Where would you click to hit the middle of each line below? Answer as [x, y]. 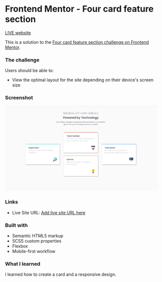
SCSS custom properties [37, 241]
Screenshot [19, 98]
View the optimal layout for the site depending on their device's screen [83, 80]
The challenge [22, 60]
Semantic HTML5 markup [38, 236]
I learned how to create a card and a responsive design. [61, 274]
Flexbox [20, 246]
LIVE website [18, 33]
